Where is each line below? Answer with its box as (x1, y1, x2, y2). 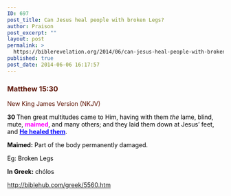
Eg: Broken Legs (7, 154, 54, 162)
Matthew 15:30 (7, 84, 58, 94)
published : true (7, 55, 54, 62)
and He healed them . (7, 127, 67, 135)
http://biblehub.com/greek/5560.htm (7, 180, 111, 189)
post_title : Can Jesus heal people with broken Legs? (7, 17, 165, 23)
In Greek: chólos (7, 167, 55, 175)
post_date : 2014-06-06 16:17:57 (7, 61, 100, 68)
